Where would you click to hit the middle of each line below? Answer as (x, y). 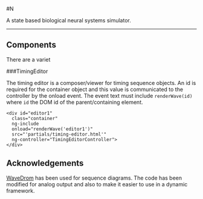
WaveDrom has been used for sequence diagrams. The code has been (94, 178)
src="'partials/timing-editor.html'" (59, 134)
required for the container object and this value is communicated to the (95, 89)
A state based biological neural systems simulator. (69, 20)
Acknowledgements (45, 163)
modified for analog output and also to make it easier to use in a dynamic (97, 184)
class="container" (35, 118)
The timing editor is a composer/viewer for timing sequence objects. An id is (101, 83)
